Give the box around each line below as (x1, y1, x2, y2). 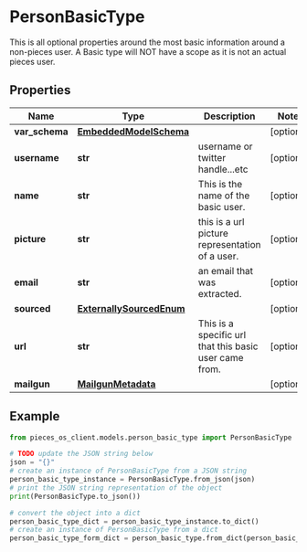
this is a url (197, 215, 245, 228)
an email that (197, 264, 254, 277)
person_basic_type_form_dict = (9, 534, 129, 543)
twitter (197, 151, 227, 164)
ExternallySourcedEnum (77, 302, 185, 314)
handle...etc (197, 163, 249, 175)
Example (9, 409, 60, 424)
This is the (197, 177, 243, 190)
